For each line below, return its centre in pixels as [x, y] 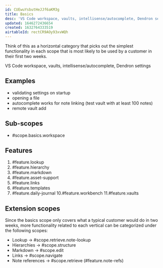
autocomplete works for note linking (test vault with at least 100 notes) [82, 103]
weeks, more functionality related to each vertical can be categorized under [81, 225]
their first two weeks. [26, 56]
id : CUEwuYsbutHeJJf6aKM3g [32, 9]
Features [19, 151]
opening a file [26, 98]
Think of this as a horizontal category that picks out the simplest [69, 46]
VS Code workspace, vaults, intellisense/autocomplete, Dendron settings [78, 66]
